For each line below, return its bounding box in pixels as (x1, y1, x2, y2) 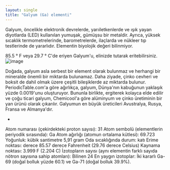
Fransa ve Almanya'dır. (5, 106, 54, 112)
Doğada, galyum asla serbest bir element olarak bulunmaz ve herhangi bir (5, 68, 161, 74)
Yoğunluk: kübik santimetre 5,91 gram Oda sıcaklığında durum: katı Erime (5, 137, 159, 143)
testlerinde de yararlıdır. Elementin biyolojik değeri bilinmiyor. (5, 42, 134, 49)
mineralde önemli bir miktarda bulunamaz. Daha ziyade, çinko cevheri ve (5, 73, 158, 79)
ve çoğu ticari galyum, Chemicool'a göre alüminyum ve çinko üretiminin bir (5, 95, 162, 101)
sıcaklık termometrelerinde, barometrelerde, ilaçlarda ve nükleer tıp (5, 37, 147, 44)
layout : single (5, 7, 38, 13)
